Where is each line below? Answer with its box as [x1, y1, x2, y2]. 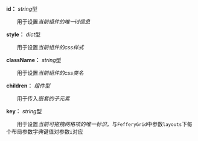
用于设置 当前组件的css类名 [16, 69, 84, 77]
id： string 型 [6, 5, 38, 12]
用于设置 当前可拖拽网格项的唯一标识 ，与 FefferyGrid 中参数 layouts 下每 [16, 121, 193, 128]
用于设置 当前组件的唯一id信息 [16, 18, 91, 25]
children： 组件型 [6, 82, 50, 89]
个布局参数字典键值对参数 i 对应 [6, 128, 83, 135]
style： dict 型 [6, 31, 41, 38]
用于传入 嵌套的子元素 [16, 95, 70, 102]
